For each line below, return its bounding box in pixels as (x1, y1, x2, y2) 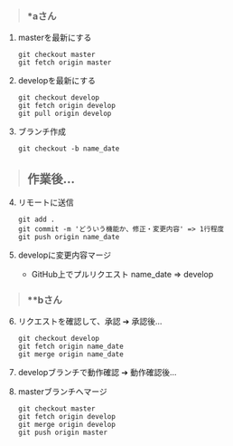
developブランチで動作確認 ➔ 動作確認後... (17, 367, 178, 378)
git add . (17, 215, 56, 225)
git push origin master (17, 428, 108, 438)
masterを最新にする (17, 32, 92, 44)
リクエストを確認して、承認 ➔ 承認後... (17, 316, 163, 327)
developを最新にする (17, 75, 97, 86)
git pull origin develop (17, 109, 112, 119)
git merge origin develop (17, 421, 116, 430)
